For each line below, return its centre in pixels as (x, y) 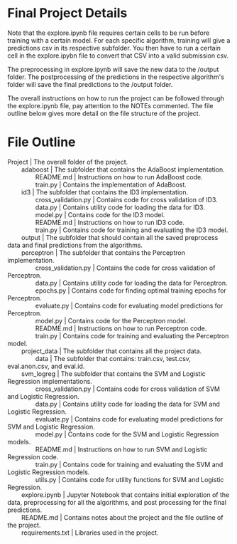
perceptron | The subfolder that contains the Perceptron (103, 252)
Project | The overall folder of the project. (68, 162)
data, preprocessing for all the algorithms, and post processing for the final (117, 502)
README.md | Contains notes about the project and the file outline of (122, 517)
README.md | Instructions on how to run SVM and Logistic (121, 449)
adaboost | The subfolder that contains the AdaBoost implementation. (123, 169)
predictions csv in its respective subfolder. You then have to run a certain (114, 48)
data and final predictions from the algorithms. (75, 245)
